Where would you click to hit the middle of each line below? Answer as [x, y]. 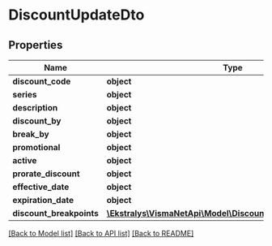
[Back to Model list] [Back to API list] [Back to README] [101, 233]
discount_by [37, 121]
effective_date [41, 187]
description [35, 108]
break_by [31, 134]
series [25, 95]
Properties [36, 45]
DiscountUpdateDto [76, 15]
